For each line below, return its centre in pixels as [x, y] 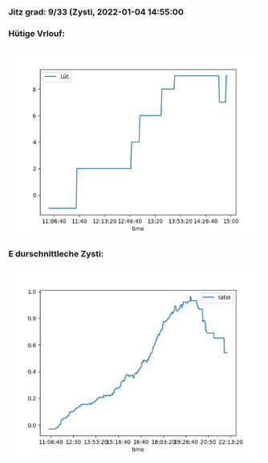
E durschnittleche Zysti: [56, 254]
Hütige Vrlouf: [37, 33]
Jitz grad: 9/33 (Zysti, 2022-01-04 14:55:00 [96, 12]
